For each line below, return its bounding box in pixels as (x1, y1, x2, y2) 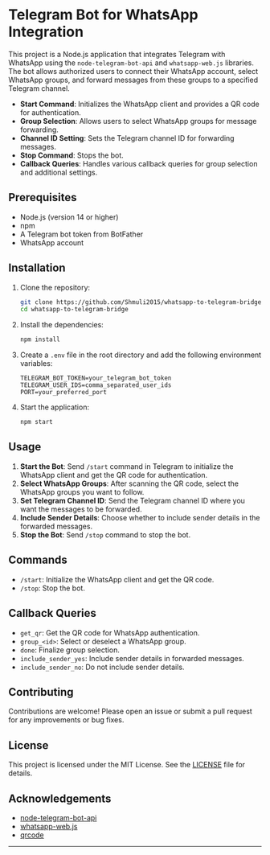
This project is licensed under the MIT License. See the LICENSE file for (8, 760, 246, 770)
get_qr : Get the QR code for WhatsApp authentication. (19, 627, 200, 637)
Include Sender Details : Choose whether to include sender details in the (19, 512, 260, 522)
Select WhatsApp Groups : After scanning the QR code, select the (19, 479, 239, 488)
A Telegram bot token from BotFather (19, 229, 144, 239)
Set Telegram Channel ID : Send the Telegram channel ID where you (19, 495, 245, 505)
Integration (8, 23, 84, 41)
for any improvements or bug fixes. (8, 715, 125, 725)
